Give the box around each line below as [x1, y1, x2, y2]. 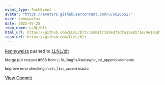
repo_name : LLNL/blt [5, 26, 48, 30]
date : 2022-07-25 [5, 21, 41, 26]
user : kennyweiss [5, 16, 41, 21]
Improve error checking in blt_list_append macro [5, 66, 89, 71]
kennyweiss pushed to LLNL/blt [5, 48, 69, 54]
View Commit [5, 75, 32, 81]
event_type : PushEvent [5, 7, 52, 12]
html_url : [5, 30, 26, 35]
